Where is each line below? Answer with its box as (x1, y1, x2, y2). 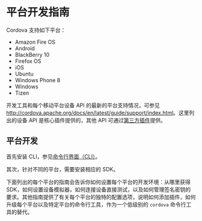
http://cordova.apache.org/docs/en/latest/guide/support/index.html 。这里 (6, 109, 189, 116)
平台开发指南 (6, 5, 70, 19)
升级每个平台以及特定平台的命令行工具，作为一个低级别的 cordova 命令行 (6, 201, 186, 208)
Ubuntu (14, 70, 34, 77)
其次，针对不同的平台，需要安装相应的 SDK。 (6, 165, 119, 172)
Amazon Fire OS (14, 38, 56, 46)
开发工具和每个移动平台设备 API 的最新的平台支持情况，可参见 (6, 101, 161, 108)
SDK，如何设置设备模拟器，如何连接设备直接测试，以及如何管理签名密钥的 (6, 186, 191, 193)
